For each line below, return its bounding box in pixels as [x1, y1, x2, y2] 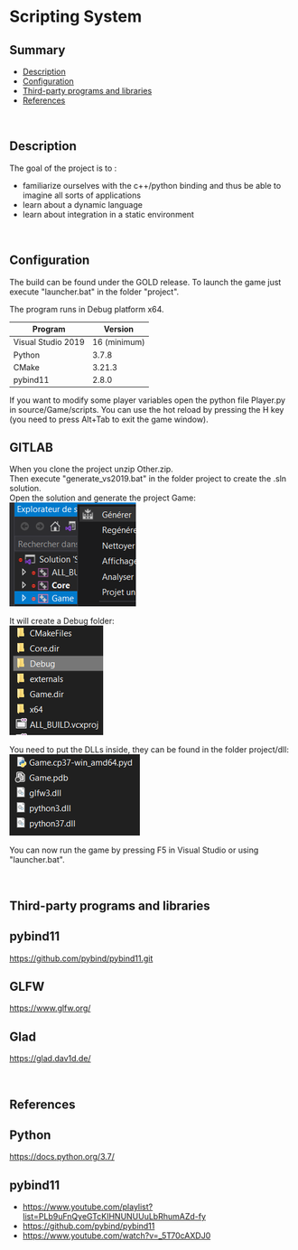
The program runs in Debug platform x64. [9, 303, 164, 314]
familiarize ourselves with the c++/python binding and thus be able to [22, 180, 282, 191]
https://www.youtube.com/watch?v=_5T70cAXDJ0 [22, 1230, 211, 1241]
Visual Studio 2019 [13, 337, 85, 348]
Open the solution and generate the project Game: [9, 492, 196, 503]
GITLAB [9, 440, 54, 455]
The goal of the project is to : [9, 163, 117, 173]
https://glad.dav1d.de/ [9, 1053, 92, 1064]
